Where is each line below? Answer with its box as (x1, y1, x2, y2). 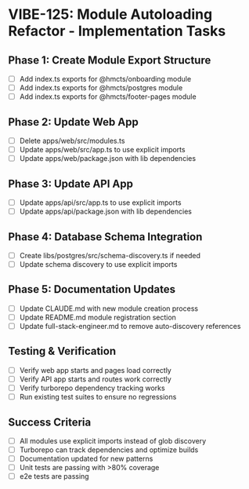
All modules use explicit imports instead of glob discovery (19, 436, 207, 445)
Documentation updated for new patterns (19, 454, 153, 464)
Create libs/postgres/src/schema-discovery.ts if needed (19, 250, 201, 260)
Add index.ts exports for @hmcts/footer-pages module (19, 92, 197, 101)
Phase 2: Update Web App (8, 115, 139, 129)
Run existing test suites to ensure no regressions (19, 392, 177, 402)
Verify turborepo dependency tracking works (19, 383, 166, 392)
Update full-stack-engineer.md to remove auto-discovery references (19, 322, 241, 330)
